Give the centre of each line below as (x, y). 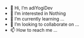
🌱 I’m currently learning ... (37, 19)
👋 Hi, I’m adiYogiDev (31, 8)
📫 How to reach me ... (34, 30)
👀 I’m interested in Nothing (38, 13)
